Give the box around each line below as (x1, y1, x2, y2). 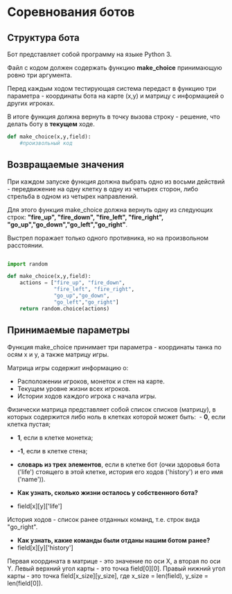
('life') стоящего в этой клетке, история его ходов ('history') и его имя (17, 467, 224, 475)
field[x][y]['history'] (17, 543, 74, 552)
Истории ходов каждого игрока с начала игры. (17, 392, 157, 400)
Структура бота (7, 32, 80, 44)
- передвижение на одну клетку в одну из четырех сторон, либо (7, 184, 199, 193)
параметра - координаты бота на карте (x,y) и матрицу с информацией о (7, 91, 224, 100)
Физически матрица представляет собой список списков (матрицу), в (7, 405, 216, 413)
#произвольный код (19, 139, 73, 146)
